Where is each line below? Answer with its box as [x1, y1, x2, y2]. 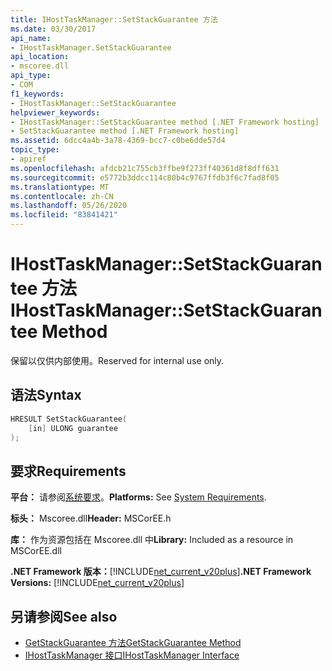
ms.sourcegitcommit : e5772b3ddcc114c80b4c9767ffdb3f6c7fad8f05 [10, 172, 280, 183]
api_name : [10, 33, 52, 43]
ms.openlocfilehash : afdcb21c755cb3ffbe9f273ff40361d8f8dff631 [10, 163, 280, 173]
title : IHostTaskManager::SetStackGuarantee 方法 [10, 14, 218, 25]
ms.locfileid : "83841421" [10, 210, 118, 220]
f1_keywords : [10, 89, 65, 99]
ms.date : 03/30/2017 [10, 24, 97, 34]
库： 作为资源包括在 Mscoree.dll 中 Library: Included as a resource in [10, 534, 294, 546]
